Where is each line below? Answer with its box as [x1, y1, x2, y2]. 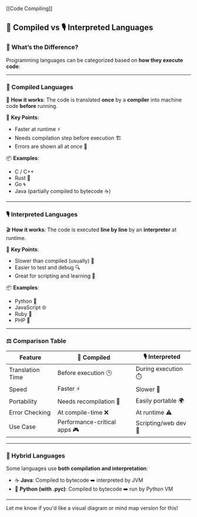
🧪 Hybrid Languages [6, 451, 66, 459]
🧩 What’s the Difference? [6, 43, 79, 52]
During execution [135, 364, 183, 373]
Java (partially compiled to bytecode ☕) [14, 187, 111, 194]
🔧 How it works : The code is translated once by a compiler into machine [6, 96, 182, 103]
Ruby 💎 [14, 310, 32, 317]
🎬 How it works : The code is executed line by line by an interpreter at [6, 226, 177, 234]
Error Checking [9, 408, 51, 416]
